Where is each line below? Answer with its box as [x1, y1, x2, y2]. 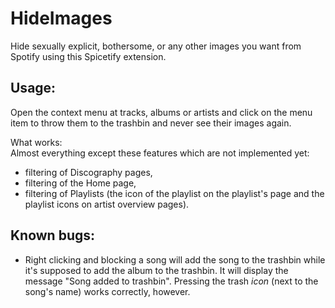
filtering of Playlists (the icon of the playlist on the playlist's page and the [24, 187, 325, 199]
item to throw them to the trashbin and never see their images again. [10, 117, 292, 129]
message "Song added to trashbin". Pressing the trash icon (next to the [24, 275, 319, 287]
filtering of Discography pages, [24, 166, 153, 178]
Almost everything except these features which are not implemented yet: [10, 147, 310, 159]
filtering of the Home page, [24, 177, 137, 189]
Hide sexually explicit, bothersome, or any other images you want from [10, 40, 302, 52]
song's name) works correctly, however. [24, 285, 191, 297]
